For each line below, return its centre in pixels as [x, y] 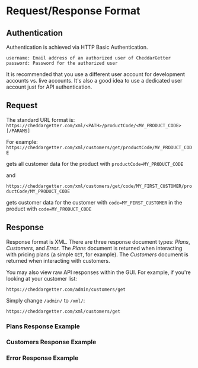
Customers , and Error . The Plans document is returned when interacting [94, 248]
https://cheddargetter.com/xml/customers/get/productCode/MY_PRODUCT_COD [99, 147]
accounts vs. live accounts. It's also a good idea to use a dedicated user [94, 81]
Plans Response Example [43, 326]
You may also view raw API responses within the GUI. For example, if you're [98, 272]
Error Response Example [42, 358]
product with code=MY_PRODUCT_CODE [49, 209]
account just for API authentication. [49, 87]
